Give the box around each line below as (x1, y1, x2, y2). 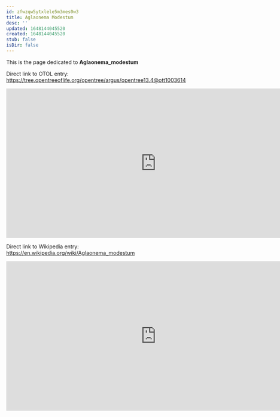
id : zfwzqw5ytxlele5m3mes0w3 (6, 8, 79, 15)
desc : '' (6, 20, 28, 26)
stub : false (6, 36, 36, 42)
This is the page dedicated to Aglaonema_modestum (6, 58, 139, 66)
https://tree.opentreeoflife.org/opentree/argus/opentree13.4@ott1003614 (6, 76, 187, 84)
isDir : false (6, 42, 39, 48)
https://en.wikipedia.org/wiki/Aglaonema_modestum (6, 249, 135, 256)
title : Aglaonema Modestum (6, 14, 74, 20)
